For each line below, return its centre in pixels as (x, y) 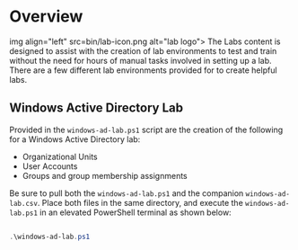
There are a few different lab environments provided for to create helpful (143, 70)
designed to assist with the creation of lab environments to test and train (143, 50)
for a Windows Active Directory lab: (75, 139)
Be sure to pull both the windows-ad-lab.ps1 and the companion (127, 193)
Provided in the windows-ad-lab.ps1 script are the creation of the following (146, 129)
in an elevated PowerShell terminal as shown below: (136, 212)
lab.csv (24, 203)
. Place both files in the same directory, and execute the (140, 202)
